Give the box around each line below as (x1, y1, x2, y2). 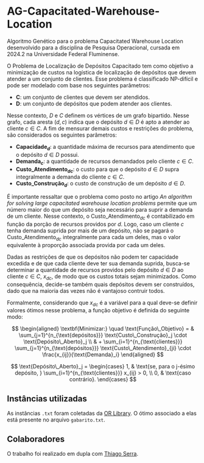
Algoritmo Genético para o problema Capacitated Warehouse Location (7, 37, 183, 45)
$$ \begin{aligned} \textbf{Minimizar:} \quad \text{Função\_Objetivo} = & (12, 325, 194, 332)
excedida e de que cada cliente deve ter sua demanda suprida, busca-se (7, 259, 191, 267)
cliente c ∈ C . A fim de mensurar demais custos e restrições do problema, (7, 124, 194, 132)
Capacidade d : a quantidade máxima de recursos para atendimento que (15, 143, 195, 152)
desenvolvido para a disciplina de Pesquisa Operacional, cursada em (7, 44, 180, 51)
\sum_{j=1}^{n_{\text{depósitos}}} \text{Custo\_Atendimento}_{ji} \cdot (15, 345, 191, 352)
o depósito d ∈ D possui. (15, 151, 80, 158)
